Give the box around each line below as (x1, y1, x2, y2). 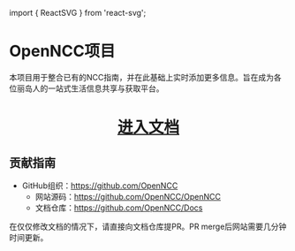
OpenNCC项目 (9, 42, 117, 61)
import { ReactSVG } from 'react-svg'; (9, 8, 147, 18)
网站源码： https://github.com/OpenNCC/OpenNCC (34, 191, 222, 202)
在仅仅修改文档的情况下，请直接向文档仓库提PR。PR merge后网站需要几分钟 (9, 221, 287, 232)
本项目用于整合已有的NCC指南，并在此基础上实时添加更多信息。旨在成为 (9, 72, 274, 82)
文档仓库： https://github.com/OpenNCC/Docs (34, 202, 203, 213)
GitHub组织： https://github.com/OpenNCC (21, 180, 178, 191)
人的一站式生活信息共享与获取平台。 (32, 83, 164, 94)
